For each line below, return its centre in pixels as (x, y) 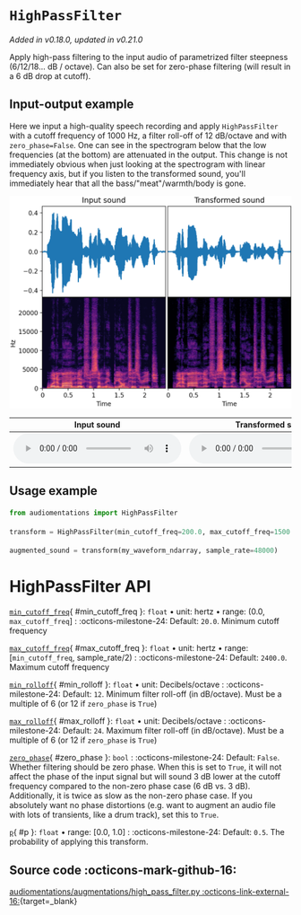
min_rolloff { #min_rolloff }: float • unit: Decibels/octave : (117, 685)
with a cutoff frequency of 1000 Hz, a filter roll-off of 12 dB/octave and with (148, 136)
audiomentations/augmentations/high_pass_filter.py (105, 891)
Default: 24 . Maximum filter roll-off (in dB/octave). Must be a (173, 731)
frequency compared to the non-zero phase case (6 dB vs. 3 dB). (130, 787)
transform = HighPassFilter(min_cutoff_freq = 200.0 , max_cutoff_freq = (142, 532)
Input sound (98, 425)
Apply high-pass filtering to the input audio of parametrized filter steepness (149, 57)
